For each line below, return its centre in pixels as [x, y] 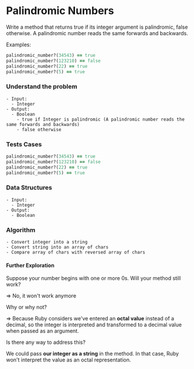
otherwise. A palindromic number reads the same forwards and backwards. [97, 33]
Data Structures [29, 187]
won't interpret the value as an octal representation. [69, 360]
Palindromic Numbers [60, 11]
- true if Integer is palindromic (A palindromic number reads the [101, 119]
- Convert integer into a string [47, 242]
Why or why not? [27, 307]
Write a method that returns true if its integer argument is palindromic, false [97, 27]
